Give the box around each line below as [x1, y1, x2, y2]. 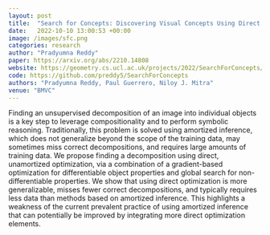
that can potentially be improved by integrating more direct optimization [8, 210, 246, 221]
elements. [8, 219, 42, 229]
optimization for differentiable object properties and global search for [8, 168, 237, 177]
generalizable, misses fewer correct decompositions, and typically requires [8, 185, 257, 195]
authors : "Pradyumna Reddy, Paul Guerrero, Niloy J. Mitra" [8, 79, 215, 87]
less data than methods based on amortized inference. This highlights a [8, 193, 246, 203]
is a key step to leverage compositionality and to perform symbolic [8, 117, 229, 127]
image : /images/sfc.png [8, 34, 88, 43]
